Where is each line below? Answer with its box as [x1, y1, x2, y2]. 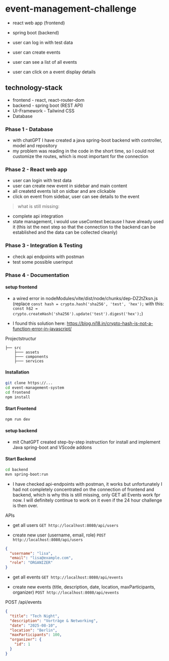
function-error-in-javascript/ [12, 325, 72, 332]
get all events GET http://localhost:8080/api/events [12, 574, 124, 580]
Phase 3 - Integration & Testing [5, 242, 83, 249]
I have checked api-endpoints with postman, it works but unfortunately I [12, 481, 162, 487]
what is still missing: [17, 203, 60, 210]
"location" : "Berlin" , [10, 628, 58, 633]
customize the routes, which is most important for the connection [12, 153, 149, 159]
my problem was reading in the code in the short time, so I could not [12, 148, 155, 154]
